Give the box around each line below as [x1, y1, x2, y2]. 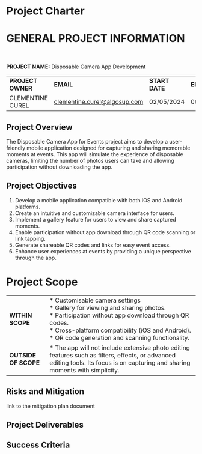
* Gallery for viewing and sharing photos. [49, 303, 167, 312]
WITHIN [9, 311, 32, 319]
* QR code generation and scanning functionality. [49, 333, 190, 342]
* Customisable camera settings [49, 296, 141, 304]
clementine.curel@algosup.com [54, 98, 144, 106]
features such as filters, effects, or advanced [49, 351, 176, 359]
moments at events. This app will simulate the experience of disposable [6, 150, 183, 157]
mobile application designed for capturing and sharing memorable [26, 144, 191, 151]
